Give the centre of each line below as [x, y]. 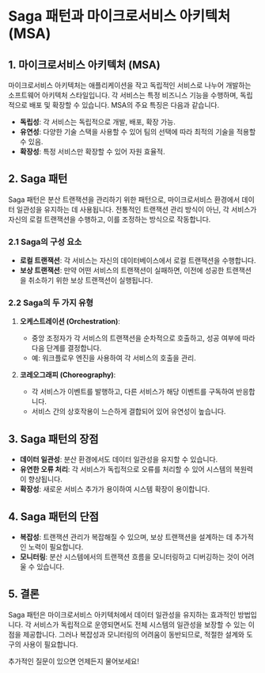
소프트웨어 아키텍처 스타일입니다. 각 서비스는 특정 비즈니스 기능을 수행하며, [123, 95]
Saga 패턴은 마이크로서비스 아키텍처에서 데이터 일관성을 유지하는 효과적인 [122, 614]
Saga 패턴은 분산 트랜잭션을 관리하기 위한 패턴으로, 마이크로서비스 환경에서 [124, 200]
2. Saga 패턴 [38, 179]
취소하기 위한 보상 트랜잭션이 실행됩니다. [91, 280]
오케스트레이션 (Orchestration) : [70, 321]
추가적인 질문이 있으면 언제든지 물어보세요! [74, 661]
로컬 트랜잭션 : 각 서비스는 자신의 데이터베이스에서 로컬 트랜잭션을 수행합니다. [138, 260]
